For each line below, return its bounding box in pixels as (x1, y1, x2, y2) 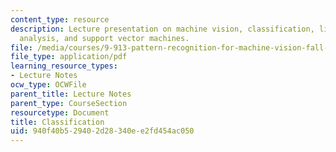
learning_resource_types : (10, 61, 118, 71)
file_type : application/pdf (10, 52, 128, 62)
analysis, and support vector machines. (19, 33, 190, 43)
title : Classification (10, 117, 105, 127)
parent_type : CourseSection (10, 98, 128, 108)
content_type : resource (10, 14, 110, 25)
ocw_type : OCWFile (10, 80, 87, 90)
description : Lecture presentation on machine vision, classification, (10, 24, 315, 34)
